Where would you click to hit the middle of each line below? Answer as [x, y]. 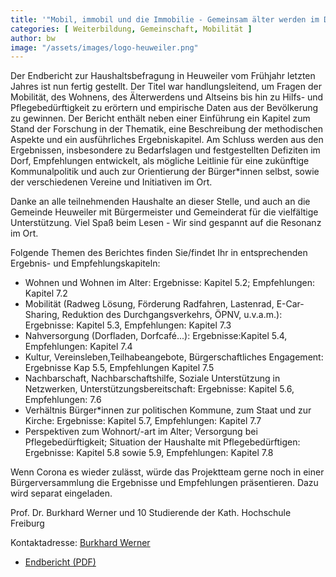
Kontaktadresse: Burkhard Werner [80, 543]
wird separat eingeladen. [61, 493]
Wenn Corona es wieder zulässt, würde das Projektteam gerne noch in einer [167, 472]
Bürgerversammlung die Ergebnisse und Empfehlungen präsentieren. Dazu [164, 483]
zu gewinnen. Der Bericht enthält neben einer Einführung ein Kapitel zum [160, 118]
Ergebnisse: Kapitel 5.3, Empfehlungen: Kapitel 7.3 [128, 325]
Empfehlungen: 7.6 [63, 400]
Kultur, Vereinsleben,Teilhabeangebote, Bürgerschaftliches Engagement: [174, 357]
